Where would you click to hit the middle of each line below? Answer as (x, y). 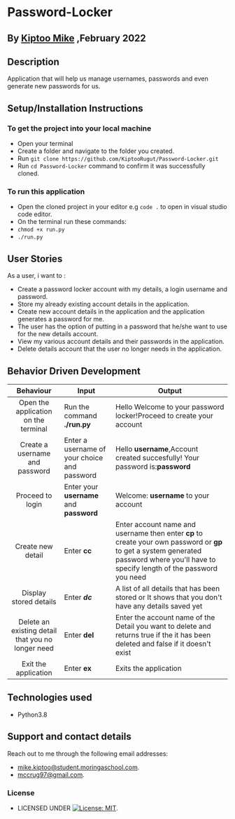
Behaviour (34, 391)
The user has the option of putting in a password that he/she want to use (122, 326)
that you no (34, 639)
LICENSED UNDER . (68, 808)
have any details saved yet (159, 606)
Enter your (81, 487)
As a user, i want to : (37, 276)
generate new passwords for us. (54, 86)
